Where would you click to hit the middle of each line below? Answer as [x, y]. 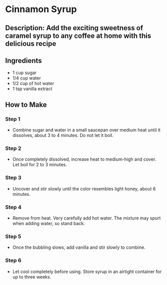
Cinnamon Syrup [41, 9]
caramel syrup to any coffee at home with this [78, 35]
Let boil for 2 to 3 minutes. [40, 165]
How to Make [26, 104]
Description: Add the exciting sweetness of [74, 28]
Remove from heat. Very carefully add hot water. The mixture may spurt [87, 218]
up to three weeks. [32, 277]
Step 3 [13, 178]
